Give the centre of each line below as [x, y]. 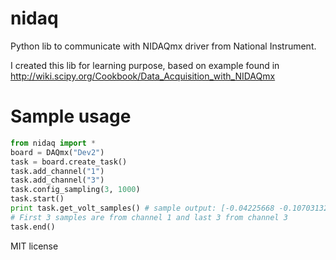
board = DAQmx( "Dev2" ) [57, 152]
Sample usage [71, 116]
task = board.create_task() [69, 162]
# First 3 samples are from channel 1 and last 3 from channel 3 [149, 217]
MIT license [34, 246]
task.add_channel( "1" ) [57, 171]
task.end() [33, 227]
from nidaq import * [53, 143]
